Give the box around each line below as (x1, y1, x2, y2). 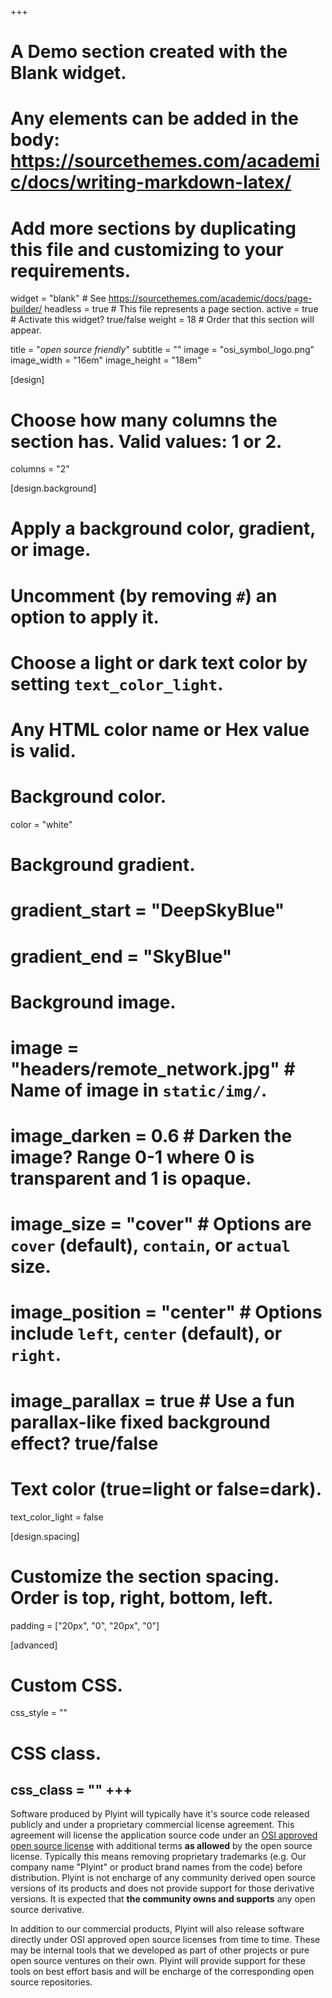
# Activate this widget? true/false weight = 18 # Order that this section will (10, 314, 315, 326)
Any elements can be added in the (10, 107, 299, 130)
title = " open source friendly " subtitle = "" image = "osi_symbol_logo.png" (10, 344, 315, 356)
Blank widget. (10, 62, 127, 85)
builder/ (10, 303, 43, 315)
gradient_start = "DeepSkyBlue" (10, 899, 285, 922)
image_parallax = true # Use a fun (10, 1389, 296, 1412)
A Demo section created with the (10, 41, 288, 63)
